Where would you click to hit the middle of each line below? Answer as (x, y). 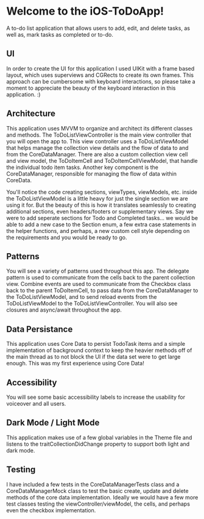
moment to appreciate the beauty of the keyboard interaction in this (91, 88)
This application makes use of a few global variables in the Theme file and (99, 437)
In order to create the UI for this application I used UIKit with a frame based (100, 68)
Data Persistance (40, 329)
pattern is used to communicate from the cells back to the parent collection (101, 277)
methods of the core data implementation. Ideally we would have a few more (102, 497)
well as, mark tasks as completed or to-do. (60, 34)
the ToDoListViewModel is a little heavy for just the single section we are (97, 198)
